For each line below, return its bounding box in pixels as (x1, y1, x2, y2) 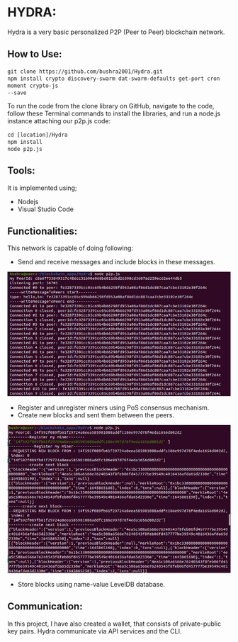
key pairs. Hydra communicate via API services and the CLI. (7, 626, 182, 635)
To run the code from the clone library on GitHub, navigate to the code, (7, 101, 215, 110)
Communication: (7, 600, 83, 613)
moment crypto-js (7, 82, 59, 89)
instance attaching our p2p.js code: (7, 116, 111, 125)
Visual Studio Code (17, 205, 74, 213)
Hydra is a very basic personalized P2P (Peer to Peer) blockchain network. (7, 28, 225, 36)
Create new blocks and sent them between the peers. (17, 410, 175, 419)
